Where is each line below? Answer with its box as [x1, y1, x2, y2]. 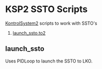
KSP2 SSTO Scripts [5, 4, 88, 15]
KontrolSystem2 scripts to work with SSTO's [5, 20, 97, 26]
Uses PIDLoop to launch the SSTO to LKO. [5, 58, 92, 64]
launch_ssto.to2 [12, 30, 46, 36]
